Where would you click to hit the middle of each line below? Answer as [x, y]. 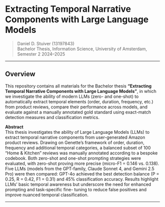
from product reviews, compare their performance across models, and [76, 107]
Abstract [14, 127]
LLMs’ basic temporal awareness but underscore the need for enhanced [78, 184]
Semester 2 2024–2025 [41, 54]
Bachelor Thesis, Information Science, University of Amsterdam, [82, 49]
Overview [20, 74]
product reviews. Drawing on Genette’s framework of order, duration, [75, 142]
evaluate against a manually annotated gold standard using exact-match [78, 112]
